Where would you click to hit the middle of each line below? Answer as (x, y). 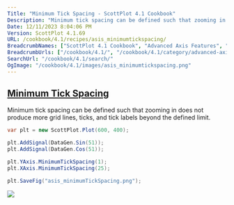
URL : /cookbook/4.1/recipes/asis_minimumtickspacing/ (87, 40)
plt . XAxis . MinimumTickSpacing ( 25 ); (59, 168)
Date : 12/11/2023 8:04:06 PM (49, 26)
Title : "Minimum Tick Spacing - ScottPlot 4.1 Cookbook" (92, 14)
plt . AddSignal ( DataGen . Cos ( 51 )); (56, 149)
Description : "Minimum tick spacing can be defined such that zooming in (117, 20)
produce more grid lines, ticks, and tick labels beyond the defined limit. (109, 117)
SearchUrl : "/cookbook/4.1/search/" (60, 59)
